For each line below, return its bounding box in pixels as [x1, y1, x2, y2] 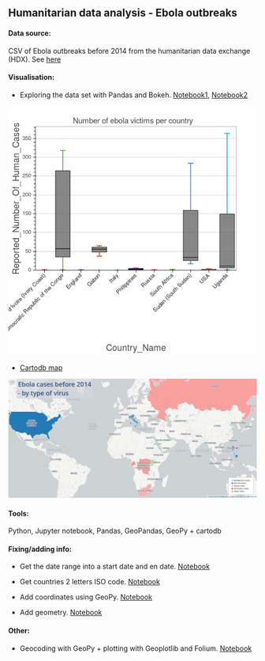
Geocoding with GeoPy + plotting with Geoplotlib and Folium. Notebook [19, 644, 252, 653]
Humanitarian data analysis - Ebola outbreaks [8, 6, 238, 20]
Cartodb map [19, 363, 63, 372]
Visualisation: [8, 73, 55, 82]
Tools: [8, 508, 29, 518]
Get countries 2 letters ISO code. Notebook [19, 577, 160, 587]
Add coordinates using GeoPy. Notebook [19, 592, 153, 602]
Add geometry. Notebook [19, 608, 103, 618]
